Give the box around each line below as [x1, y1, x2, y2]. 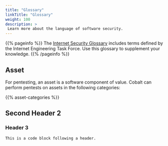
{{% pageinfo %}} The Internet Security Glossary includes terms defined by [5, 40, 163, 46]
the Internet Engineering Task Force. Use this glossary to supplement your [5, 46, 160, 52]
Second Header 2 [5, 109, 61, 118]
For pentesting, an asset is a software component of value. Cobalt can [5, 79, 152, 85]
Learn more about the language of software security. [7, 26, 123, 31]
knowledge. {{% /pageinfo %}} [5, 51, 70, 57]
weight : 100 [5, 17, 30, 22]
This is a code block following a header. [5, 135, 96, 141]
